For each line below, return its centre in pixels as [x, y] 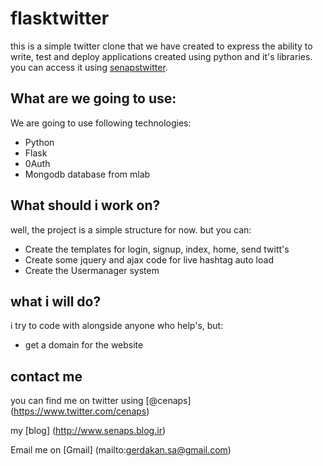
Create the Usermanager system [92, 270]
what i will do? [56, 301]
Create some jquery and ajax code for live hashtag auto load [149, 259]
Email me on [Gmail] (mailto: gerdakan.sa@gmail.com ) [121, 450]
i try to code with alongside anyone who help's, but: [117, 326]
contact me [46, 376]
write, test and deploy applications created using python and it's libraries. [161, 56]
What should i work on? [85, 205]
